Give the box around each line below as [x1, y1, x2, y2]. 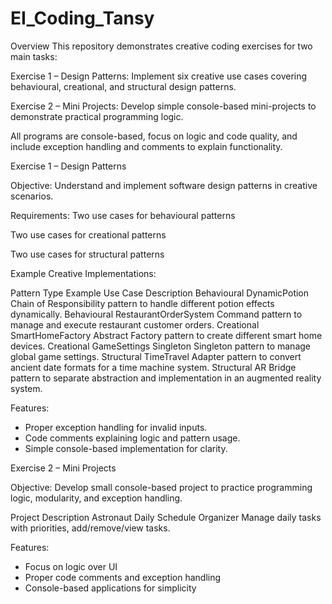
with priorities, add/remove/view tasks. [10, 522, 171, 534]
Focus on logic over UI [24, 560, 118, 572]
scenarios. [10, 190, 54, 202]
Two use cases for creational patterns [10, 228, 167, 241]
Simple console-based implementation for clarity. [24, 442, 228, 454]
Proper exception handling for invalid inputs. [24, 421, 208, 433]
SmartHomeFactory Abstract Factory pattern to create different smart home [10, 329, 323, 341]
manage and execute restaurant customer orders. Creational [10, 318, 260, 331]
